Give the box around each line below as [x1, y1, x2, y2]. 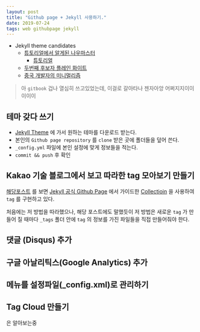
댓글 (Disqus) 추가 [6, 235, 72, 245]
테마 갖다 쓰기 [6, 111, 54, 122]
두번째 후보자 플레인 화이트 [23, 64, 87, 72]
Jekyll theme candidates [14, 42, 77, 49]
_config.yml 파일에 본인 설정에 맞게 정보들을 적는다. [14, 144, 139, 151]
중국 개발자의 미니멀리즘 [23, 72, 81, 79]
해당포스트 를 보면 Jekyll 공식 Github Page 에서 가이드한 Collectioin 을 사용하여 [6, 187, 195, 195]
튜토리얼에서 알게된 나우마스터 [23, 49, 95, 57]
